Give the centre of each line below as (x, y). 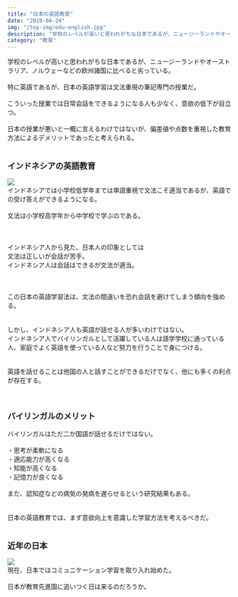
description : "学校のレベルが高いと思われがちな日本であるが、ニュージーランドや (114, 34)
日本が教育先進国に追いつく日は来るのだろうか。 (79, 587)
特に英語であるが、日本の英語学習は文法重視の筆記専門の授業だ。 (104, 87)
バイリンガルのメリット (52, 416)
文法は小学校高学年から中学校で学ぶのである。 (76, 216)
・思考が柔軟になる (36, 450)
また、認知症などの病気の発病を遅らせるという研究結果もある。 (101, 493)
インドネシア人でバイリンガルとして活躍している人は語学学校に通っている (116, 338)
